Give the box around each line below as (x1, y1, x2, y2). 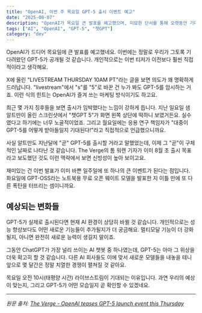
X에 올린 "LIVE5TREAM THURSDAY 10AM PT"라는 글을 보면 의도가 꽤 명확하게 (6, 76, 194, 84)
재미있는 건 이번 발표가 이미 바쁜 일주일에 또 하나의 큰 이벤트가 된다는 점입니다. (6, 167, 191, 174)
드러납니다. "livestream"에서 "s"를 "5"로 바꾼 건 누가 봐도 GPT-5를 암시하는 (6, 84, 185, 91)
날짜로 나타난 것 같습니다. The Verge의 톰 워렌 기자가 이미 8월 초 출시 (17, 147, 181, 154)
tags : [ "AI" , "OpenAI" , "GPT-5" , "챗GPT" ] (6, 25, 113, 32)
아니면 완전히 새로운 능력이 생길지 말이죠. (19, 233, 115, 240)
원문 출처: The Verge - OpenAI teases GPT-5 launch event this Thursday (6, 300, 185, 307)
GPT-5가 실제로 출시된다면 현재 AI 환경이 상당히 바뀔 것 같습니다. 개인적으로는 (6, 218, 189, 225)
